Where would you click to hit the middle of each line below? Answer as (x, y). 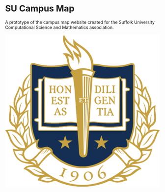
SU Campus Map (40, 9)
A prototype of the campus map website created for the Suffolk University (80, 22)
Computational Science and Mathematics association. (59, 27)
